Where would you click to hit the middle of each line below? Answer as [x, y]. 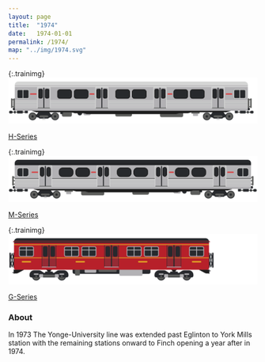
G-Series [23, 296]
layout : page [30, 17]
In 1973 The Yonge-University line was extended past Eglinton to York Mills [130, 335]
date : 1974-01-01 [40, 33]
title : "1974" [33, 25]
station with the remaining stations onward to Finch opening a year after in [129, 343]
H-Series [23, 137]
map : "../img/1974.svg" [47, 50]
